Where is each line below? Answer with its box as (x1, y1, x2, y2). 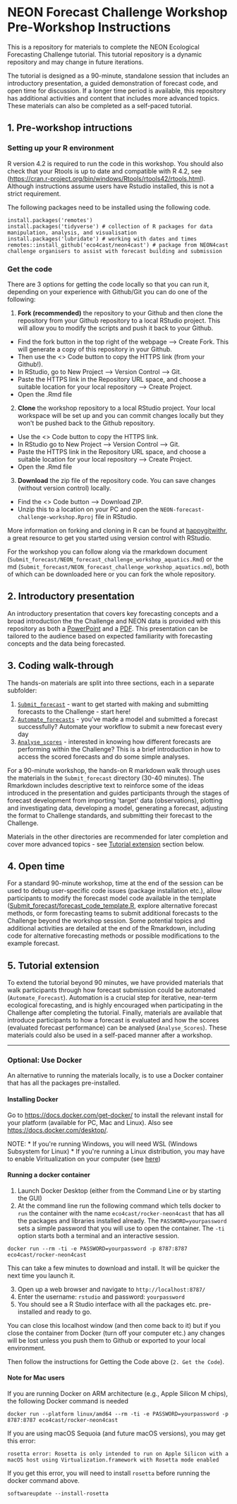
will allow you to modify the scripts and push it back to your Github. (17, 323, 214, 332)
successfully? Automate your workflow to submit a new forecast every (17, 722, 223, 730)
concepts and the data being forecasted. (7, 639, 126, 648)
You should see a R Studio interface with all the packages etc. (17, 1300, 197, 1308)
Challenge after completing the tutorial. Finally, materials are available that (7, 1008, 223, 1017)
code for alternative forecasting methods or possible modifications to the (7, 931, 220, 940)
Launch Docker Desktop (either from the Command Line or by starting (17, 1186, 221, 1195)
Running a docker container (7, 1171, 90, 1179)
